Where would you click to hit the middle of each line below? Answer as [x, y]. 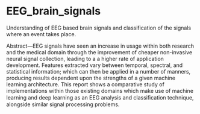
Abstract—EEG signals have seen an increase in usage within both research [100, 46]
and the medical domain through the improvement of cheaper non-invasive [99, 52]
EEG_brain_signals [54, 11]
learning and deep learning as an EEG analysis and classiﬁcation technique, [100, 97]
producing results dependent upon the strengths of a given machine [91, 78]
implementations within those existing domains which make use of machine [100, 90]
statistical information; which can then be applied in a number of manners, [98, 71]
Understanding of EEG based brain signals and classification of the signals [99, 28]
